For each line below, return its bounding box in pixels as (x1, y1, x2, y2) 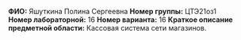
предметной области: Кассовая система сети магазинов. (8, 24, 207, 32)
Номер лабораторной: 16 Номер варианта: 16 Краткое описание (8, 15, 233, 24)
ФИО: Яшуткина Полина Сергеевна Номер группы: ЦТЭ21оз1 (8, 7, 216, 16)
